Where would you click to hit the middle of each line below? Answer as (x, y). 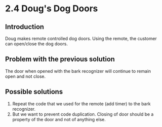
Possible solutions (34, 92)
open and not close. (25, 76)
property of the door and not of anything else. (59, 119)
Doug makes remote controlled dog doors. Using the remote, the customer (81, 38)
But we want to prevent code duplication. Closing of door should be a (83, 114)
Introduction (25, 27)
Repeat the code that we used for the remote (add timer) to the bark (81, 103)
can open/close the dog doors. (37, 44)
